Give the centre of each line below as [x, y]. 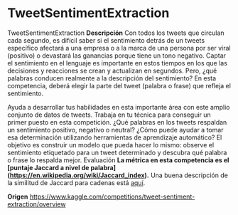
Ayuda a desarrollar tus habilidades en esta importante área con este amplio [119, 107]
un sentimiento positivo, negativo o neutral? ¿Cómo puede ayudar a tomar [115, 130]
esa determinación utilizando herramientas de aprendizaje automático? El [115, 137]
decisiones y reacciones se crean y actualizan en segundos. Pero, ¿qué [112, 70]
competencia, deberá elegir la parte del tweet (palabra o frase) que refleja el [119, 85]
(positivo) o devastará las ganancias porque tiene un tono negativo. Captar [117, 56]
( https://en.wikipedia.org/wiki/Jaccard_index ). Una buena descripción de [118, 175]
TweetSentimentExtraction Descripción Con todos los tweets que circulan [116, 33]
